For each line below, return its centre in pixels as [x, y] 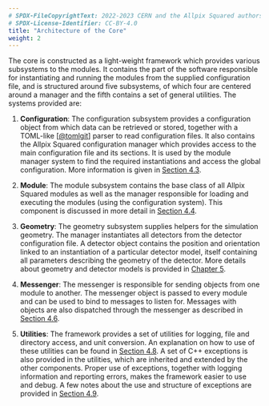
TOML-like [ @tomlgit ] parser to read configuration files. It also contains [137, 136]
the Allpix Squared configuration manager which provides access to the [138, 144]
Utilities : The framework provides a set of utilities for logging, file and [134, 334]
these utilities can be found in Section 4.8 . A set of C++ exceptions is [134, 351]
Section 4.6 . [40, 319]
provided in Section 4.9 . [59, 394]
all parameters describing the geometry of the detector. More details [133, 260]
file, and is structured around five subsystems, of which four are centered [130, 86]
